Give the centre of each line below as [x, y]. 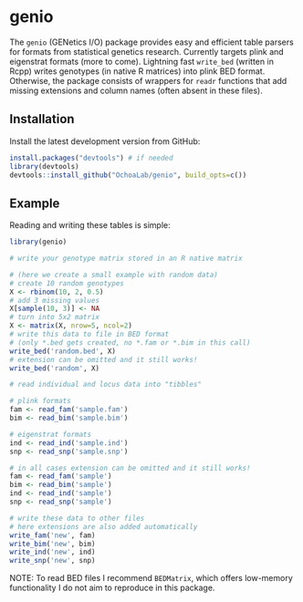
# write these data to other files [77, 518]
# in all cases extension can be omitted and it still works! [130, 468]
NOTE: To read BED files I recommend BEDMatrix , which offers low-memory [151, 578]
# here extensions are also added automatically [104, 526]
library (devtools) [44, 166]
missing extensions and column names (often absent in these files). [136, 90]
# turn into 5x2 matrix [55, 317]
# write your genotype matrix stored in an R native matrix [126, 259]
